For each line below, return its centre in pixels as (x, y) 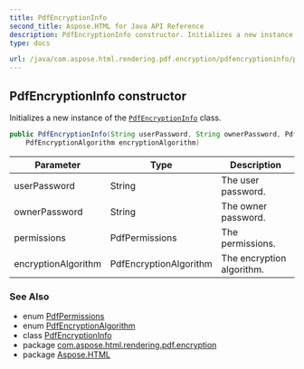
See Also (29, 297)
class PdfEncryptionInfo (67, 335)
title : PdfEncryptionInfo (58, 18)
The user (240, 180)
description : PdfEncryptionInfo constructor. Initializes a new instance (152, 34)
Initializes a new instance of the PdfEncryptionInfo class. (115, 118)
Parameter (58, 165)
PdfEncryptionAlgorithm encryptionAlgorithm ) (113, 142)
